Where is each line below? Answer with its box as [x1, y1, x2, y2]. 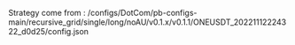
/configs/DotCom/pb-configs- [87, 8, 198, 18]
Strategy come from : [8, 8, 86, 18]
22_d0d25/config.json [8, 26, 89, 36]
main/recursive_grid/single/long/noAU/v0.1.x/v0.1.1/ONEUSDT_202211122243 [8, 17, 287, 27]
